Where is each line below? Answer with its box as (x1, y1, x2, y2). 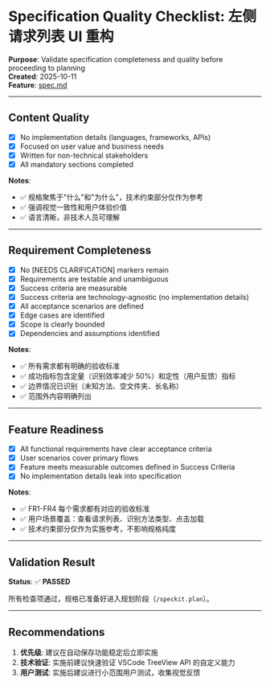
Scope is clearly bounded (19, 319, 105, 330)
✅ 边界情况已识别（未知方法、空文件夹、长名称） (19, 381, 183, 391)
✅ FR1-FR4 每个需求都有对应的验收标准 (19, 504, 150, 514)
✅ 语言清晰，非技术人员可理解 (19, 212, 121, 222)
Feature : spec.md (8, 80, 67, 89)
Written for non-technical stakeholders (19, 150, 149, 160)
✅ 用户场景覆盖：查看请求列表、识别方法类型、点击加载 (19, 514, 205, 523)
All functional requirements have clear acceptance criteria (19, 444, 212, 454)
